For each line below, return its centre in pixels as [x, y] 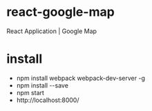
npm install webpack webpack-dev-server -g [81, 78]
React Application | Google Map [52, 31]
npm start [30, 92]
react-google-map [60, 12]
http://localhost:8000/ [48, 100]
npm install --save [42, 85]
